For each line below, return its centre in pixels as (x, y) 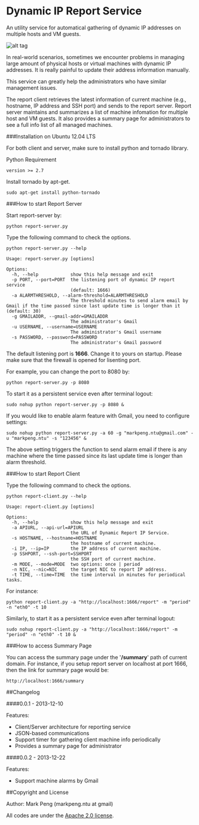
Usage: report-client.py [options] (50, 507)
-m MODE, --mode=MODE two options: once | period (76, 564)
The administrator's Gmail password (116, 342)
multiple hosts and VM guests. (44, 34)
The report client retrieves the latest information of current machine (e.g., (96, 99)
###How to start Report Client (43, 473)
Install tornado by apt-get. (38, 181)
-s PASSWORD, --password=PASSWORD (54, 337)
